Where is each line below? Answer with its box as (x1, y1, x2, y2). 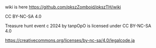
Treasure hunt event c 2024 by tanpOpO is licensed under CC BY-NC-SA (5, 23, 152, 29)
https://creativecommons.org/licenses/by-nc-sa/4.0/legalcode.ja (5, 37, 135, 43)
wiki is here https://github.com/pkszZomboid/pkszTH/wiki (5, 4, 121, 10)
